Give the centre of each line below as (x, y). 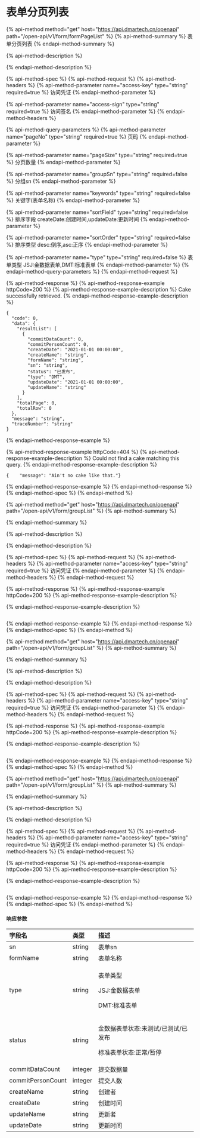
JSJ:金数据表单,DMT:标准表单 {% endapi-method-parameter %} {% (106, 265)
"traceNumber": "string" (42, 424)
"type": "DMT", (46, 377)
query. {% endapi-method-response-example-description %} (82, 464)
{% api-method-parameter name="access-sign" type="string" (83, 104)
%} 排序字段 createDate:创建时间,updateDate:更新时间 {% (77, 219)
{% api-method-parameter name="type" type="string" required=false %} (96, 257)
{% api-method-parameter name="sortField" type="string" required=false (97, 212)
